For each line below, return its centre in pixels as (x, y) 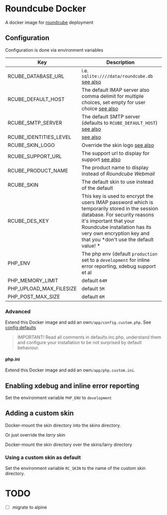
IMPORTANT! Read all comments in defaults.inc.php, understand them (89, 337)
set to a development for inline (116, 260)
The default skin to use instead (118, 182)
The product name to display (115, 167)
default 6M (93, 296)
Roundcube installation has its (117, 227)
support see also (101, 159)
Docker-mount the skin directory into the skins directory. (63, 425)
